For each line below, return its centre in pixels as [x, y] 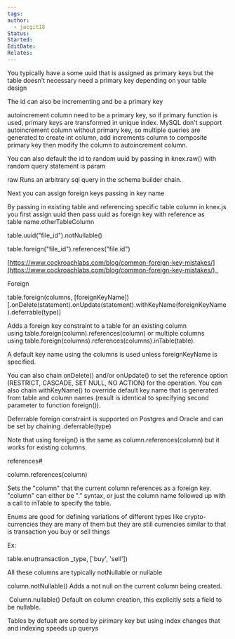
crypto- [195, 516]
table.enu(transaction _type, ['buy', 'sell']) [68, 558]
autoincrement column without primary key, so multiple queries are [104, 130]
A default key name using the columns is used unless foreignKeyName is [112, 354]
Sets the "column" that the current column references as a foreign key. [109, 488]
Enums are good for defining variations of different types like [95, 516]
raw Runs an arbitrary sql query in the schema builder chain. [95, 179]
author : [19, 20]
